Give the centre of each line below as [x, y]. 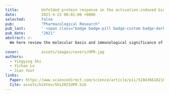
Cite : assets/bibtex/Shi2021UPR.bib [48, 84]
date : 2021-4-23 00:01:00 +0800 [50, 15]
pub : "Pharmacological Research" [53, 24]
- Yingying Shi [26, 61]
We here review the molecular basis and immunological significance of [87, 43]
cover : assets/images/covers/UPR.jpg [55, 52]
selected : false [29, 19]
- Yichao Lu [22, 66]
